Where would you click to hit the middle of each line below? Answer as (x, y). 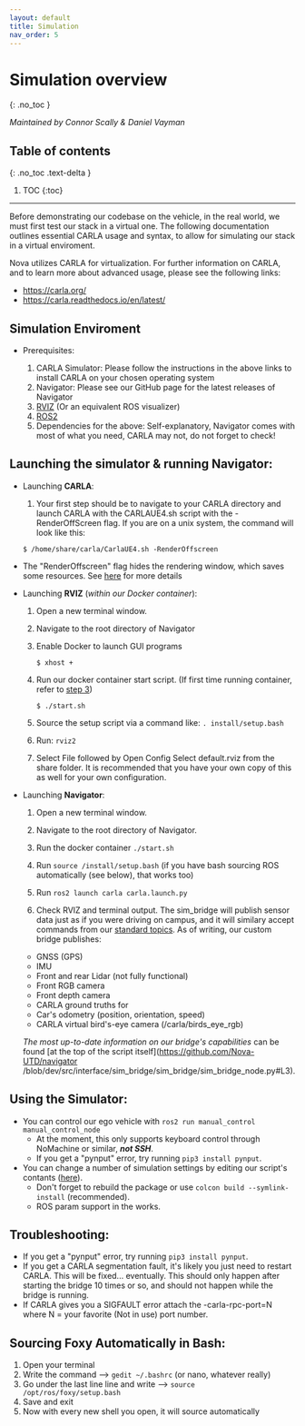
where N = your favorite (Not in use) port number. (115, 1314)
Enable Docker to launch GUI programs (109, 646)
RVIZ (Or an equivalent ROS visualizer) (108, 406)
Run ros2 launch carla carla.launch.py (112, 892)
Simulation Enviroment (75, 328)
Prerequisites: (49, 350)
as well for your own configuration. (101, 777)
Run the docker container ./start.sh (105, 847)
